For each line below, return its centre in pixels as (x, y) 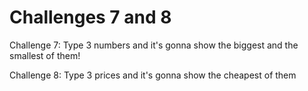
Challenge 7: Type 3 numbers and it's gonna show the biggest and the (154, 45)
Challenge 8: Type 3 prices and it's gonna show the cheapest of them (153, 75)
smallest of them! (45, 55)
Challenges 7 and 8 (90, 17)
